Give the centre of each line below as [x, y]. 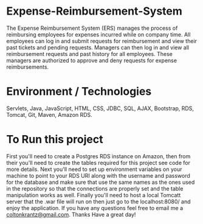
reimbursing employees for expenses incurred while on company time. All [98, 34]
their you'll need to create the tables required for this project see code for [98, 163]
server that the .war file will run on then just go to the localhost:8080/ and [98, 201]
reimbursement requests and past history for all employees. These [90, 54]
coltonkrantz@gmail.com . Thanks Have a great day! [71, 214]
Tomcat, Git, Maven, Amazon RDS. [49, 114]
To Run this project [55, 140]
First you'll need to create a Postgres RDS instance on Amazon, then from [98, 156]
